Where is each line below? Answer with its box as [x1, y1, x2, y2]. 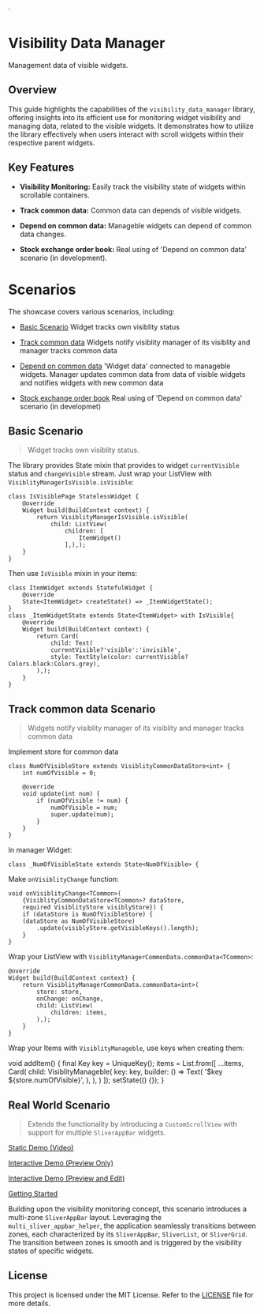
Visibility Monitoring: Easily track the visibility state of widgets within [19, 182, 246, 191]
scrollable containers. [19, 190, 91, 200]
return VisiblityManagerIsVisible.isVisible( [36, 514, 189, 521]
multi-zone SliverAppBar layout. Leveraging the [8, 1212, 162, 1222]
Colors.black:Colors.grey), [8, 660, 101, 668]
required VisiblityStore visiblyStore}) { [22, 904, 164, 912]
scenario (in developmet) [19, 401, 102, 411]
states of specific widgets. [8, 1246, 95, 1256]
